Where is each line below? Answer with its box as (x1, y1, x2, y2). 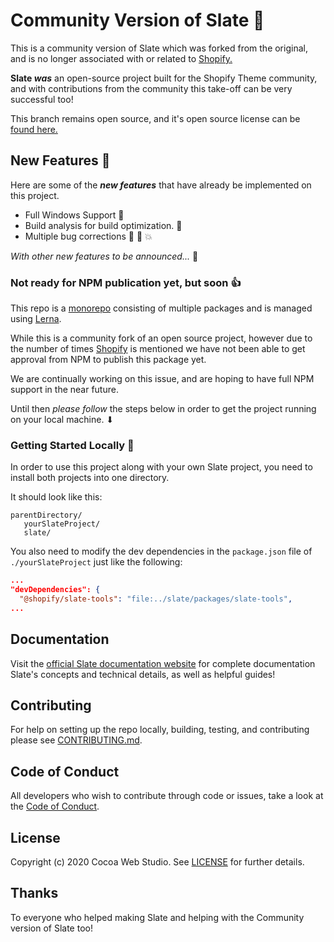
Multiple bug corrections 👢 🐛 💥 (24, 230, 153, 242)
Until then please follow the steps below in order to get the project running (10, 403, 317, 415)
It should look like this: (10, 491, 103, 503)
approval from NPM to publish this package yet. (10, 354, 207, 366)
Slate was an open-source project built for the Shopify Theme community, (10, 72, 318, 84)
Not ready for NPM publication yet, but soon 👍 (10, 275, 242, 289)
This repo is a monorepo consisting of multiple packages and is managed (10, 302, 313, 314)
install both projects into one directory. (10, 472, 170, 484)
